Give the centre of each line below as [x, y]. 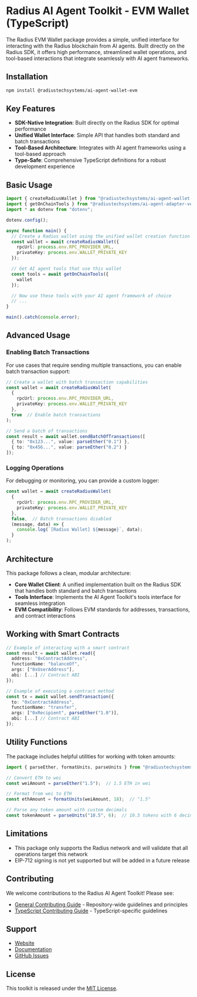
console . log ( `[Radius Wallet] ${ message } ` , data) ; [80, 530]
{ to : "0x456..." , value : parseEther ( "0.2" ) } [69, 447]
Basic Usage [29, 185]
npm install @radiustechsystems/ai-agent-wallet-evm [72, 90]
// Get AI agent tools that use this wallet [67, 269]
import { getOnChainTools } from [47, 204]
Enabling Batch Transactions [48, 352]
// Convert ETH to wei [34, 778]
